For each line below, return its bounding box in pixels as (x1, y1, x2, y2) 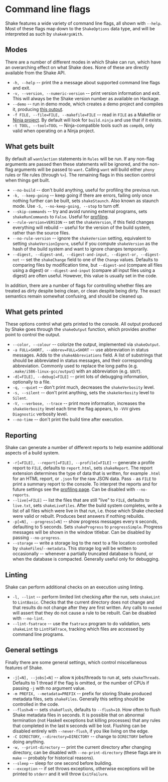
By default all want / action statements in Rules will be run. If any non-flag (5, 155, 154, 162)
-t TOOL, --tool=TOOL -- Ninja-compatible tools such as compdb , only (12, 122, 154, 128)
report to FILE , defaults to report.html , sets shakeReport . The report (12, 465, 153, 471)
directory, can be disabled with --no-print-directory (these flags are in (12, 749, 161, 755)
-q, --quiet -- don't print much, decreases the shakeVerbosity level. (12, 384, 155, 390)
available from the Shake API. (5, 70, 66, 76)
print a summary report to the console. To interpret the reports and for (12, 481, 157, 487)
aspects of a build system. (5, 450, 60, 456)
